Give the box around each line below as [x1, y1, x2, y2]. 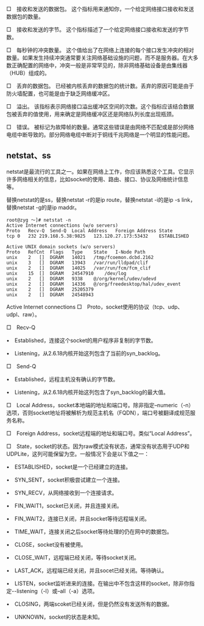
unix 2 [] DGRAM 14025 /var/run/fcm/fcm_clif [6, 265, 151, 271]
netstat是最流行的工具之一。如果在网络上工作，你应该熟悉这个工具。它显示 [6, 168, 195, 175]
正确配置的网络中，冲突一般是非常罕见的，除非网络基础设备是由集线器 [11, 62, 188, 69]
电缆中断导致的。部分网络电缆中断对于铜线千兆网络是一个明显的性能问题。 [6, 131, 193, 138]
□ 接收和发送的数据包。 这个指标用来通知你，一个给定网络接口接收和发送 [6, 5, 194, 12]
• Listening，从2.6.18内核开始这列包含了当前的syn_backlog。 [6, 349, 164, 357]
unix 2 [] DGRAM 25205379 [6, 286, 94, 293]
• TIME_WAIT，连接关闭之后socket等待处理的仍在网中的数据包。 [6, 528, 172, 535]
